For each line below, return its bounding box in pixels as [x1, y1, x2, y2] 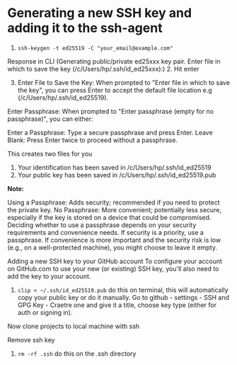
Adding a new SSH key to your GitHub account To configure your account [7, 257, 223, 265]
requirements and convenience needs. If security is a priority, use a [7, 228, 204, 236]
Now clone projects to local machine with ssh [7, 322, 140, 330]
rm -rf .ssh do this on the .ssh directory [17, 349, 137, 358]
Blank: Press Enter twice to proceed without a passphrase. [7, 136, 178, 144]
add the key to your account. [7, 272, 91, 280]
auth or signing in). [17, 308, 73, 316]
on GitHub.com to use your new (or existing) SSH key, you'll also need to [7, 264, 219, 273]
